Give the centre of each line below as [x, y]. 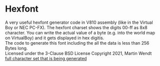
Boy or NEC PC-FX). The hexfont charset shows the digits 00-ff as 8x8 [76, 27]
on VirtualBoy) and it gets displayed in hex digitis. [55, 38]
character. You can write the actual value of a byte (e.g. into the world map [80, 33]
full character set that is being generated [46, 58]
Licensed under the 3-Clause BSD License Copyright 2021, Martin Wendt [79, 53]
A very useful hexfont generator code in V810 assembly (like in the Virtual [79, 22]
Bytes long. [16, 48]
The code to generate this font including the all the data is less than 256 [77, 43]
